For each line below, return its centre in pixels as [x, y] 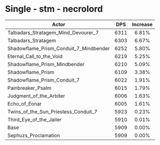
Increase [142, 24]
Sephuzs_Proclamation [34, 135]
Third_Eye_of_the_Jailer [35, 119]
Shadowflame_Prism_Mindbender [46, 64]
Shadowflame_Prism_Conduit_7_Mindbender [59, 48]
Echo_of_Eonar [25, 104]
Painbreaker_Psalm [29, 88]
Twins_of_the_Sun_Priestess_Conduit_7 [53, 111]
